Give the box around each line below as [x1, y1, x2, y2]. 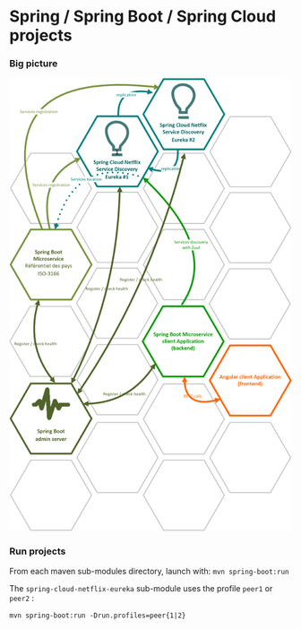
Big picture [9, 57, 58, 70]
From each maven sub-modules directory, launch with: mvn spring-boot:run [9, 565, 289, 576]
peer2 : [9, 592, 34, 603]
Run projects [9, 545, 66, 557]
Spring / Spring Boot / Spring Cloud [9, 6, 276, 27]
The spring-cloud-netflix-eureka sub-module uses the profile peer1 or [9, 582, 273, 593]
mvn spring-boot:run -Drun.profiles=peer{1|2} [9, 611, 186, 620]
